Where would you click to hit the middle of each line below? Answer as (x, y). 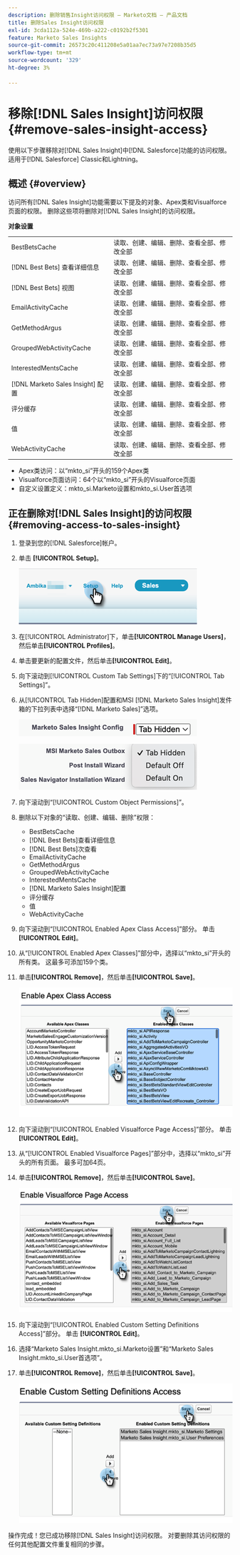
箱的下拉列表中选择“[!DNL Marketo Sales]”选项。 (90, 709)
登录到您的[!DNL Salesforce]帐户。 (69, 543)
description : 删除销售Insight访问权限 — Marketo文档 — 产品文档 (98, 15)
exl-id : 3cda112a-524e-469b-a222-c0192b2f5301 (78, 30)
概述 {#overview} (47, 183)
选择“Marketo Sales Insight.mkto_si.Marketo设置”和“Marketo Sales (116, 1349)
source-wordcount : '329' (45, 61)
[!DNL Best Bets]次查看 (63, 849)
